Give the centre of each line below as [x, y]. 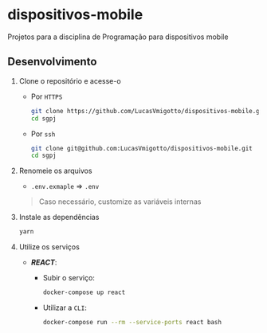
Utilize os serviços [49, 247]
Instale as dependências [59, 217]
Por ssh [43, 134]
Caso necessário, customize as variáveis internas [120, 202]
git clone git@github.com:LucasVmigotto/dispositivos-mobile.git [141, 148]
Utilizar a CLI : [65, 308]
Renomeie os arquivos [55, 171]
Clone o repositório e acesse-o [70, 80]
